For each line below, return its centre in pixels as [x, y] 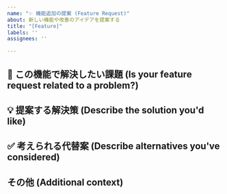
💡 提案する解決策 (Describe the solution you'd [106, 110]
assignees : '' [27, 39]
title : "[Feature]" [35, 26]
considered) [34, 157]
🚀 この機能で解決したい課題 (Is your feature [100, 74]
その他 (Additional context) [65, 182]
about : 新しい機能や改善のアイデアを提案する [64, 20]
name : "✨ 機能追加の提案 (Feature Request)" [68, 13]
